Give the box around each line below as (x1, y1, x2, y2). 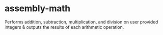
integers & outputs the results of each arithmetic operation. (4, 24, 124, 30)
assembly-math (4, 3, 71, 14)
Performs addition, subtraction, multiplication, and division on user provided (4, 19, 158, 25)
